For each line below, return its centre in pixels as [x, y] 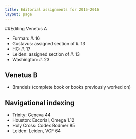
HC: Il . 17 [21, 49]
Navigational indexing [40, 103]
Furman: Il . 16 [26, 38]
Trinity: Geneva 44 [31, 115]
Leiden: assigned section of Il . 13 [46, 54]
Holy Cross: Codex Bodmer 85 [44, 126]
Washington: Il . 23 [31, 59]
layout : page [19, 14]
